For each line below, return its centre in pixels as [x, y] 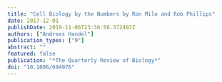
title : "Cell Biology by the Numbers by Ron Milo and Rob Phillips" [111, 14]
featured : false [31, 54]
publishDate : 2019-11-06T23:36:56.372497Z [71, 27]
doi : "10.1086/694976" [41, 67]
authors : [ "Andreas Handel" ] [51, 34]
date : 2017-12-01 [33, 21]
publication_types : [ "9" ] [46, 41]
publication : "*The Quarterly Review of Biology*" [84, 61]
